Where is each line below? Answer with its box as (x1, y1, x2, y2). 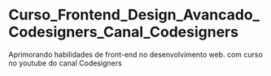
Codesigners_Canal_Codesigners (8, 23, 238, 41)
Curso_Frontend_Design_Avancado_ (8, 6, 260, 24)
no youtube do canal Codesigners (8, 58, 122, 68)
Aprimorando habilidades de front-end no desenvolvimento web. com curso (8, 49, 263, 59)
